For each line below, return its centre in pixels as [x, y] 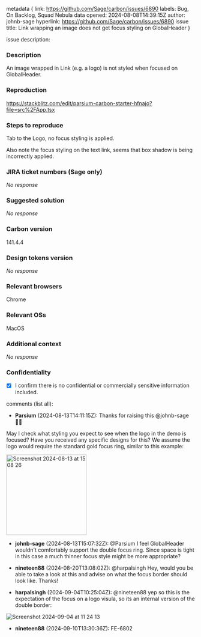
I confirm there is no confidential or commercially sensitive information [102, 386]
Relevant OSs [26, 315]
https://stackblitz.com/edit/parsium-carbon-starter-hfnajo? [79, 103]
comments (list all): [30, 404]
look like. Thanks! [37, 581]
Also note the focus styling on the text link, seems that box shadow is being [100, 150]
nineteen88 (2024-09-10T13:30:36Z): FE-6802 [74, 629]
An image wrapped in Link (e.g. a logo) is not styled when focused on [92, 68]
